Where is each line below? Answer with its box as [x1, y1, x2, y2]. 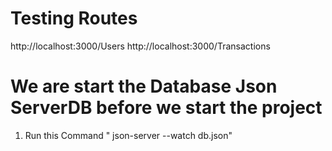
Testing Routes [10, 7, 138, 30]
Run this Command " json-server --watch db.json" [24, 129, 233, 141]
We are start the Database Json [10, 75, 278, 98]
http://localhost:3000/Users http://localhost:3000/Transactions [10, 40, 271, 52]
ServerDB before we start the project [10, 97, 323, 119]
